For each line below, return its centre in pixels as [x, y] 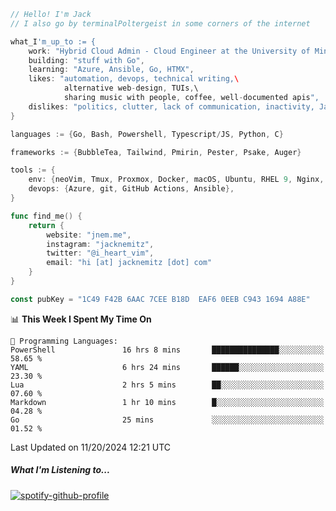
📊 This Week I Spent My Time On [81, 319]
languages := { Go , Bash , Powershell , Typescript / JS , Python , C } [147, 134]
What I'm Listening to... [60, 470]
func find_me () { [46, 216]
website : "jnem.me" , [89, 235]
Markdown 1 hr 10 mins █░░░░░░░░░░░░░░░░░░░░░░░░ [167, 402]
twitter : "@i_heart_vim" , [100, 253]
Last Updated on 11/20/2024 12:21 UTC [91, 447]
